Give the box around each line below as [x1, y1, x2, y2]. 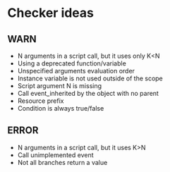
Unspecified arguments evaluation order [17, 67, 135, 75]
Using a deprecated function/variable [17, 59, 127, 68]
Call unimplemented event [17, 150, 94, 159]
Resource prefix [17, 97, 64, 105]
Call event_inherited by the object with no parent [17, 90, 159, 97]
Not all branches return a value [17, 158, 108, 166]
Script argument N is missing [17, 82, 102, 90]
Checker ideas [7, 5, 94, 21]
